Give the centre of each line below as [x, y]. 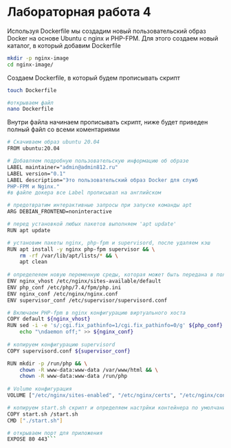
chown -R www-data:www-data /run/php [74, 376]
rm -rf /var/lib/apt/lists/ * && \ [69, 256]
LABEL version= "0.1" [37, 173]
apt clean [34, 262]
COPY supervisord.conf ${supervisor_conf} [69, 351]
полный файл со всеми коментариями [64, 130]
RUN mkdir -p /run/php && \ [47, 363]
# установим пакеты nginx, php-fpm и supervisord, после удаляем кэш [109, 243]
